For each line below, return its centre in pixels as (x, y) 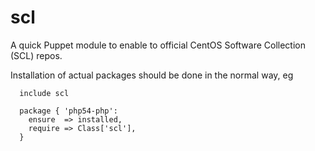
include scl (44, 93)
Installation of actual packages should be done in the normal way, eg (152, 75)
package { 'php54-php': (68, 111)
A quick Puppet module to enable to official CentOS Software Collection (158, 45)
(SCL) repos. (36, 55)
